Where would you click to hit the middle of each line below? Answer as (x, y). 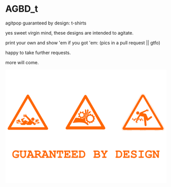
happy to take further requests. (38, 52)
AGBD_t (22, 9)
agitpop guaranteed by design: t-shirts (46, 23)
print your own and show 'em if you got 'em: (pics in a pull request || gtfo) (83, 43)
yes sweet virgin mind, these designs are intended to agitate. (70, 33)
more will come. (22, 62)
